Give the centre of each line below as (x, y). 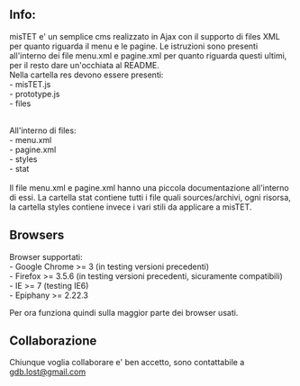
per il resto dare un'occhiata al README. (84, 65)
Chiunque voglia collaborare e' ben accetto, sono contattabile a (127, 363)
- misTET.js (30, 84)
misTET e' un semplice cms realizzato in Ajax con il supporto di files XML (145, 36)
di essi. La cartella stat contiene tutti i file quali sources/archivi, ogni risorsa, (150, 197)
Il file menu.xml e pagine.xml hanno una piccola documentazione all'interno (150, 187)
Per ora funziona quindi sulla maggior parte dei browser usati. (124, 312)
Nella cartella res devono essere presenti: (86, 75)
